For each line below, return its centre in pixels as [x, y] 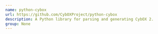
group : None [18, 24]
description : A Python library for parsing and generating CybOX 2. [80, 19]
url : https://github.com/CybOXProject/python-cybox [61, 14]
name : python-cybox [26, 10]
